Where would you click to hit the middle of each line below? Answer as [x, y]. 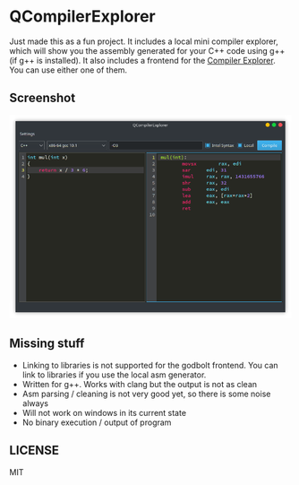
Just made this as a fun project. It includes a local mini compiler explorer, [144, 41]
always [35, 403]
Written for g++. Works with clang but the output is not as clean [140, 384]
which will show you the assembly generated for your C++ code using [139, 50]
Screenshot [43, 98]
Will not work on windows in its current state [104, 412]
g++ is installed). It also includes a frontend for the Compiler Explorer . [147, 60]
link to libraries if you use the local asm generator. [114, 375]
